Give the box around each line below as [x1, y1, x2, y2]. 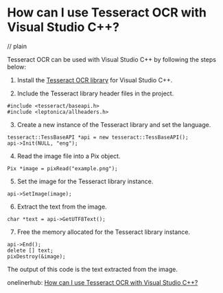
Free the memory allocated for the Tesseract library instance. [16, 228, 191, 236]
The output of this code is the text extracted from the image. [7, 265, 178, 273]
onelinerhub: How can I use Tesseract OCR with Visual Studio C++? [7, 278, 198, 286]
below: [7, 62, 26, 71]
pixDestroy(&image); [7, 253, 67, 260]
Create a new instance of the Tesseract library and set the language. [16, 120, 211, 128]
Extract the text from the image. [16, 202, 108, 211]
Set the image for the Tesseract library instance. [16, 177, 154, 185]
